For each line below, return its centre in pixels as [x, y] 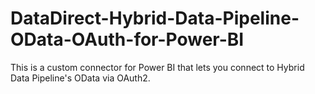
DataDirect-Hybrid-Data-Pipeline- [155, 18]
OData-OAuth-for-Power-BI [127, 39]
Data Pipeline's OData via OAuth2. [80, 78]
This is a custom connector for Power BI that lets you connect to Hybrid [157, 67]
